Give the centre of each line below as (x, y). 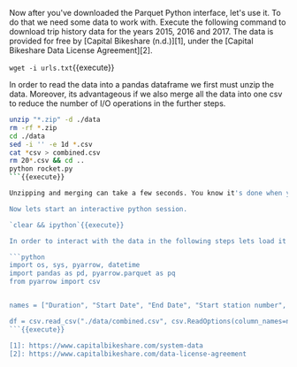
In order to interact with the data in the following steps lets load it (148, 241)
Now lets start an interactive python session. (99, 209)
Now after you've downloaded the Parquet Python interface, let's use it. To (145, 13)
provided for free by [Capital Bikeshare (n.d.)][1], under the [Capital (131, 41)
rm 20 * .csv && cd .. (47, 161)
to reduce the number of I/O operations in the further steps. (118, 103)
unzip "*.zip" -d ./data (55, 119)
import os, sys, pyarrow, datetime (75, 265)
